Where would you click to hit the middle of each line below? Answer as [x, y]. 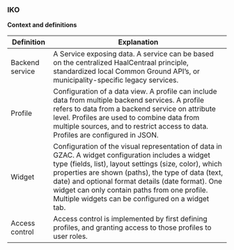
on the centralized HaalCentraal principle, [121, 63]
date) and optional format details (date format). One [138, 182]
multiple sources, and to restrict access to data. [131, 126]
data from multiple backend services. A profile [128, 101]
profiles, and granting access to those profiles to [132, 228]
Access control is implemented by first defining [130, 219]
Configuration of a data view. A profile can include [135, 91]
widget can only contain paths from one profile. [131, 190]
